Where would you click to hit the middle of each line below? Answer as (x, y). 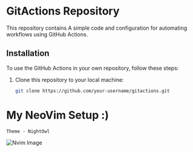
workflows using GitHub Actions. (47, 34)
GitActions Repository (63, 11)
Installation (28, 54)
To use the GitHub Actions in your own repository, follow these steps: (93, 68)
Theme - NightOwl (28, 131)
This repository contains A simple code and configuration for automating (97, 28)
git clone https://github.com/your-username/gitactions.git (92, 91)
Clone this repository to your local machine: (69, 79)
